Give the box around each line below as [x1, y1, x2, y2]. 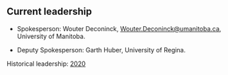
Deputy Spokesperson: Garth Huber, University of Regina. [16, 45, 186, 54]
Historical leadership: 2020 [6, 59, 86, 68]
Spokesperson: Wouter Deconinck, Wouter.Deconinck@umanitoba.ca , [16, 24, 222, 33]
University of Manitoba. [16, 32, 86, 40]
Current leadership [6, 6, 93, 18]
